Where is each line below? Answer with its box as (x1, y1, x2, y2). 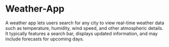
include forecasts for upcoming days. (5, 36, 84, 42)
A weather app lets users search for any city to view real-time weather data (5, 20, 165, 26)
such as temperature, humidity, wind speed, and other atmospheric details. (5, 25, 164, 31)
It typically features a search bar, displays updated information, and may (5, 30, 158, 36)
